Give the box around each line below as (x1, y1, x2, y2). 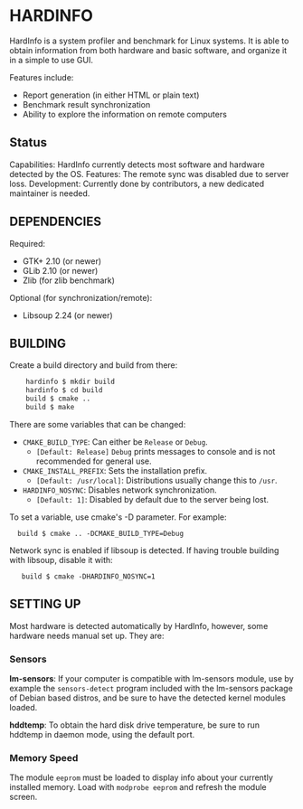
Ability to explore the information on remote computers (22, 108, 228, 119)
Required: (9, 238, 46, 249)
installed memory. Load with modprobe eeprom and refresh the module (9, 782, 267, 793)
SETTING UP (9, 597, 81, 612)
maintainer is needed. (9, 187, 90, 199)
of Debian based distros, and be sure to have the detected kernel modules (9, 692, 287, 703)
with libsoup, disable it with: (9, 554, 113, 565)
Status (9, 135, 48, 150)
